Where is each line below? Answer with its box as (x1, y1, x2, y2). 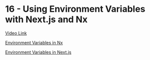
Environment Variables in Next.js (5, 49, 72, 55)
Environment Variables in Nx (5, 39, 63, 45)
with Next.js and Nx (5, 14, 88, 25)
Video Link (5, 30, 27, 36)
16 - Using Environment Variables (5, 3, 146, 15)
